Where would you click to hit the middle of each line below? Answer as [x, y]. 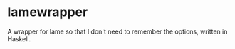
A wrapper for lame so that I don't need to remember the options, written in [117, 31]
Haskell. [19, 38]
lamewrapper [48, 12]
